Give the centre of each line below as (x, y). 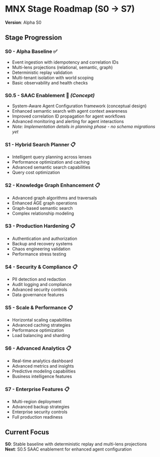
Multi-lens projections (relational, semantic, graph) (62, 67)
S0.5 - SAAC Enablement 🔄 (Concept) (50, 95)
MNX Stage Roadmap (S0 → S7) (70, 9)
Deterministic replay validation (42, 72)
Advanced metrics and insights (43, 366)
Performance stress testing (39, 254)
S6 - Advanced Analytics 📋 (38, 348)
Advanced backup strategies (41, 407)
